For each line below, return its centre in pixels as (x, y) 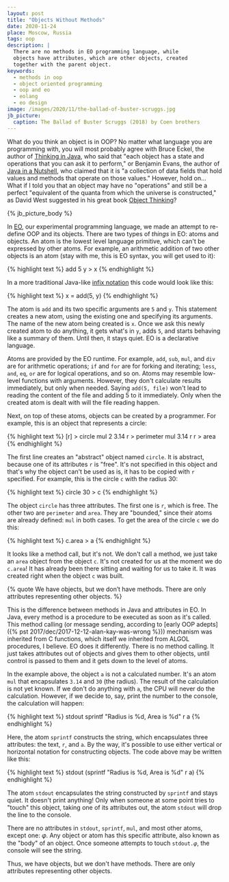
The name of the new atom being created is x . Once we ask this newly (106, 323)
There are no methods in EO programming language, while (96, 52)
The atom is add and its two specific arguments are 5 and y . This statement (112, 309)
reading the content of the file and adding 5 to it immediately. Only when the (114, 395)
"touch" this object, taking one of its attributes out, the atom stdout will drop (114, 807)
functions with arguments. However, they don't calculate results (111, 380)
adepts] (207, 624)
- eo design (30, 103)
